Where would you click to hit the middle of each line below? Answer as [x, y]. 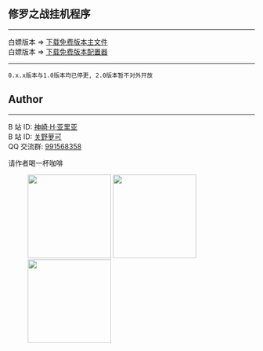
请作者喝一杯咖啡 [36, 163]
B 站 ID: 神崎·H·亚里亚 [43, 126]
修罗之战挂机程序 [49, 14]
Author [25, 99]
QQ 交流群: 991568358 [45, 146]
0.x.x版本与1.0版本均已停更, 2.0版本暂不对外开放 [81, 75]
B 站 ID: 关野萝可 [35, 137]
